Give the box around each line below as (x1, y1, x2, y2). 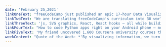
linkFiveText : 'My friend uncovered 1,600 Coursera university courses (5, 30, 156, 35)
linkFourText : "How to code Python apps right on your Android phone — (5, 25, 156, 30)
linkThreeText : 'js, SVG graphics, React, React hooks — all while (5, 21, 147, 26)
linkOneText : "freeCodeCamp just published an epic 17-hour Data (5, 12, 142, 17)
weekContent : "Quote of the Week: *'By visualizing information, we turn (5, 35, 161, 40)
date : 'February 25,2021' (5, 7, 58, 12)
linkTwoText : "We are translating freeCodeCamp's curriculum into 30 (5, 16, 152, 21)
